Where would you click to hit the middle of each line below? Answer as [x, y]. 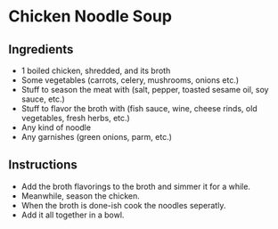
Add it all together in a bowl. [73, 215]
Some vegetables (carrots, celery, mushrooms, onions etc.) [130, 80]
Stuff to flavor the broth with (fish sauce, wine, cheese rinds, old [139, 108]
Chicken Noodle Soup [90, 16]
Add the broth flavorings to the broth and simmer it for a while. [136, 186]
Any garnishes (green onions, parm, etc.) [97, 137]
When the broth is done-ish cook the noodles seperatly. [123, 205]
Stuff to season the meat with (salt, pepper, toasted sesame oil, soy [145, 90]
